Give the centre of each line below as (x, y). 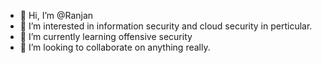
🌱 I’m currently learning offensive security (106, 36)
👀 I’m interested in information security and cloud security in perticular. (166, 26)
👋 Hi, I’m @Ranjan (56, 15)
